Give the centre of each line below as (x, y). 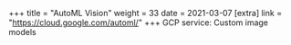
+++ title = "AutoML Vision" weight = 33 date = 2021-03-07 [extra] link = (145, 13)
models (23, 32)
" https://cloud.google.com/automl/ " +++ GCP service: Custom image (139, 22)
